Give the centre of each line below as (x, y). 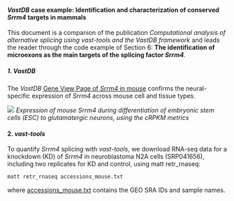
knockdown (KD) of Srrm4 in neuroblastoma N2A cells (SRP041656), (106, 156)
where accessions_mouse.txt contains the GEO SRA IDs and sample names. (116, 190)
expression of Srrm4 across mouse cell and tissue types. (114, 96)
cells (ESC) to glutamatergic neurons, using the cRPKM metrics (98, 118)
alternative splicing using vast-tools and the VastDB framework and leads (114, 40)
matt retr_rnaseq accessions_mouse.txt (65, 177)
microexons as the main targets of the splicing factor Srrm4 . (97, 55)
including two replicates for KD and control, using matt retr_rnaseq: (104, 164)
